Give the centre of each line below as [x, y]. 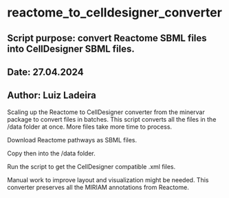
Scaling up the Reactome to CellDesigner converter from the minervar [106, 112]
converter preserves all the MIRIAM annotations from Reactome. [98, 187]
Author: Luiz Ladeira [52, 95]
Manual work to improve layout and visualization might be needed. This [108, 179]
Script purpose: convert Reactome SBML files [107, 38]
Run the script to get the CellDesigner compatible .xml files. [91, 166]
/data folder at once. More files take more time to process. [90, 126]
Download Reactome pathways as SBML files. [72, 140]
